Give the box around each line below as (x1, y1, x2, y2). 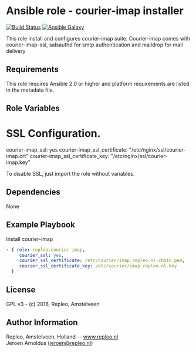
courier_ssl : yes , (19, 252, 65, 258)
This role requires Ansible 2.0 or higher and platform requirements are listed (6, 80, 190, 87)
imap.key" (6, 159, 31, 166)
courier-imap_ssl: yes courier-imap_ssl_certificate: (6, 146, 128, 153)
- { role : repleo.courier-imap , (6, 247, 85, 253)
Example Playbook (6, 220, 75, 230)
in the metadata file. (6, 86, 55, 93)
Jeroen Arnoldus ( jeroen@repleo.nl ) (6, 339, 93, 346)
